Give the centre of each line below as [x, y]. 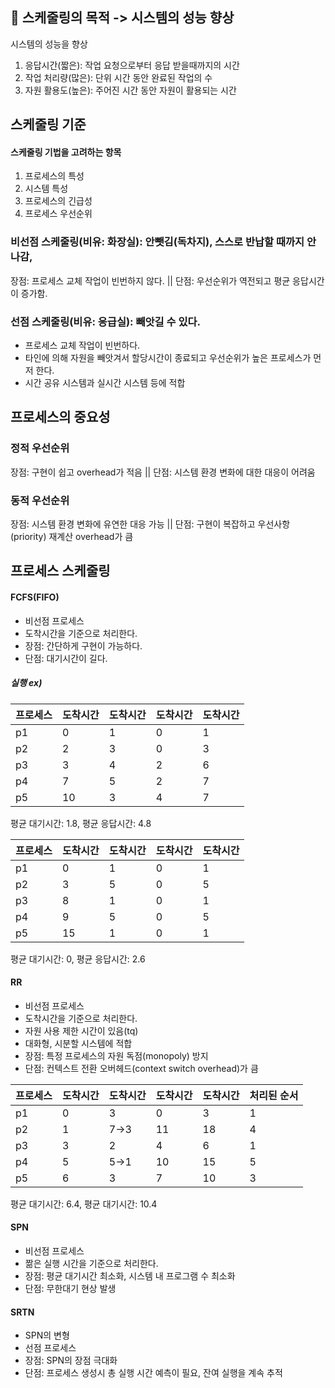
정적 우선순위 [40, 448]
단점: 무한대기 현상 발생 [70, 1288]
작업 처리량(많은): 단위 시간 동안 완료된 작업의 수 [118, 77]
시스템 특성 [46, 189]
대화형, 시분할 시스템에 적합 [78, 1043]
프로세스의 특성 [54, 176]
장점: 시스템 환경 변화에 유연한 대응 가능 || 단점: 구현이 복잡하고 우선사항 [150, 524]
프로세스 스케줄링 [60, 571]
